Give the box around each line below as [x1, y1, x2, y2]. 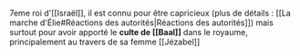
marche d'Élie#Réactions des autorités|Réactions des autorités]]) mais [9, 17, 274, 28]
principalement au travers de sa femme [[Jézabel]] [9, 36, 201, 47]
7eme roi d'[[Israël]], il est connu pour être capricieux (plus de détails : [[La [9, 8, 292, 18]
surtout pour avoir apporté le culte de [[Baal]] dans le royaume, [9, 27, 248, 37]
